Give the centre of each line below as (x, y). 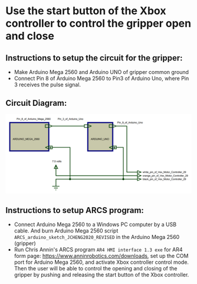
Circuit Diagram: (36, 103)
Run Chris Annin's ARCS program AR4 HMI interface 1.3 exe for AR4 (98, 250)
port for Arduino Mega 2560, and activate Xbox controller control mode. (101, 262)
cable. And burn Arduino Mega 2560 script (66, 231)
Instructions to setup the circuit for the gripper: (94, 58)
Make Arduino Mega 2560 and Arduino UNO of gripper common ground (101, 72)
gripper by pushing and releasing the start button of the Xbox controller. (101, 275)
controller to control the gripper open (98, 23)
